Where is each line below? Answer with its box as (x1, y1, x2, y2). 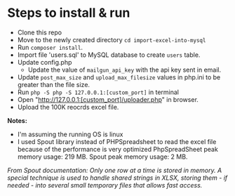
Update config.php (17, 58, 72, 66)
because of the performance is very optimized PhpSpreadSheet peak (17, 145, 219, 153)
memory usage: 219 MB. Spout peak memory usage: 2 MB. (17, 152, 188, 161)
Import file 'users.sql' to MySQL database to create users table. (17, 51, 201, 59)
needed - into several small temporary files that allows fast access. (7, 181, 203, 189)
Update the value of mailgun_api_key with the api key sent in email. (27, 65, 222, 74)
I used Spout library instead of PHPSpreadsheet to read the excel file (17, 137, 217, 145)
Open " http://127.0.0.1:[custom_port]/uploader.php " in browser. (17, 95, 199, 103)
